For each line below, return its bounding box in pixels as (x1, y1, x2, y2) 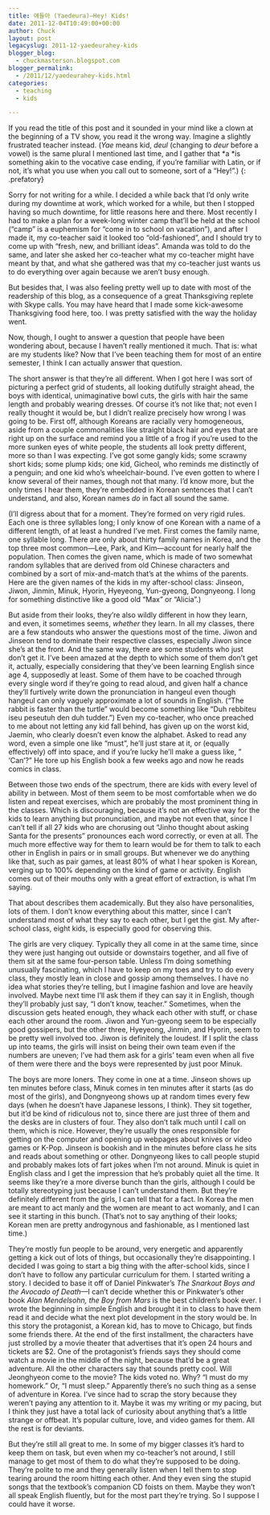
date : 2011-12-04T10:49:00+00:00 (8, 19, 121, 27)
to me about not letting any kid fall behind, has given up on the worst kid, (8, 721, 250, 731)
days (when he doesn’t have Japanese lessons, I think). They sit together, (8, 1100, 252, 1110)
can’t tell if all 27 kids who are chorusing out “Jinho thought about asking (8, 823, 249, 832)
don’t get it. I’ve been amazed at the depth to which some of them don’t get (8, 653, 259, 663)
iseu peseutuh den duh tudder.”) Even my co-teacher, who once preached (8, 713, 254, 723)
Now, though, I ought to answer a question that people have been (8, 332, 225, 342)
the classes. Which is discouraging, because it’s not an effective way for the (8, 806, 260, 815)
